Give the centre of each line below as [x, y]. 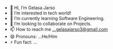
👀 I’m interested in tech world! [40, 13]
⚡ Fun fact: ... [23, 42]
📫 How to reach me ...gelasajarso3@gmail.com [59, 29]
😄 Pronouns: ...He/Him [34, 36]
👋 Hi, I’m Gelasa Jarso [32, 8]
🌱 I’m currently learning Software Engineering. [57, 18]
